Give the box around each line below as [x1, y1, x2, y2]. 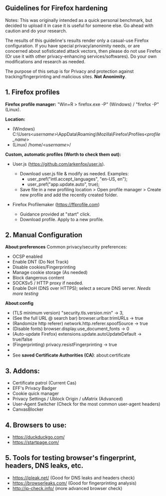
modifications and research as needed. [5, 58, 86, 64]
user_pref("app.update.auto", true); [27, 181, 100, 187]
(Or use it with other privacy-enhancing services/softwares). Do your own [5, 53, 157, 59]
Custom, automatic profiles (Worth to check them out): [5, 151, 121, 157]
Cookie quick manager [12, 390, 59, 396]
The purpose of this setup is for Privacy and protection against [5, 68, 134, 74]
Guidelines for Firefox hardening [5, 4, 108, 12]
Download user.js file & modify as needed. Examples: [19, 170, 129, 176]
